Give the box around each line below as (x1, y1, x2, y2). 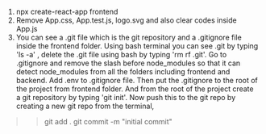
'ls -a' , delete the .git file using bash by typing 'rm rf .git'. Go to (15, 50, 227, 59)
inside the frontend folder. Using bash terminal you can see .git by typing (15, 41, 259, 51)
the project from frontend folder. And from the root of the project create (15, 84, 254, 94)
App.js (15, 24, 38, 33)
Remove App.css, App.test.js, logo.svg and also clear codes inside (15, 15, 237, 25)
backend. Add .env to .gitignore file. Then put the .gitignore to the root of (15, 76, 258, 85)
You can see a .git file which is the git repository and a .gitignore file (15, 32, 242, 42)
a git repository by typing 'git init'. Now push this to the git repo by (15, 93, 236, 102)
